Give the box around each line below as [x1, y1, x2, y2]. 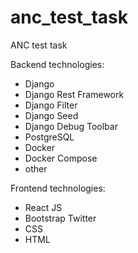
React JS [24, 201, 63, 213]
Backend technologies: [10, 58, 105, 70]
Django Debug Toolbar [24, 120, 118, 132]
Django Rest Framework [24, 88, 125, 100]
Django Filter [24, 99, 78, 111]
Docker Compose [24, 152, 98, 164]
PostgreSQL [24, 131, 75, 143]
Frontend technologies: [10, 182, 106, 194]
